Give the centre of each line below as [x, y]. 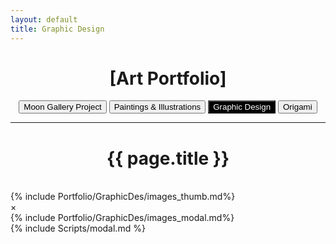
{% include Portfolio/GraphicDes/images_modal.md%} [122, 218]
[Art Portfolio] [168, 78]
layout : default [44, 19]
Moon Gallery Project [62, 107]
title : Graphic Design [57, 29]
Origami [298, 107]
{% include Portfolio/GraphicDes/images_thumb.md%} [123, 197]
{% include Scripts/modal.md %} [78, 228]
